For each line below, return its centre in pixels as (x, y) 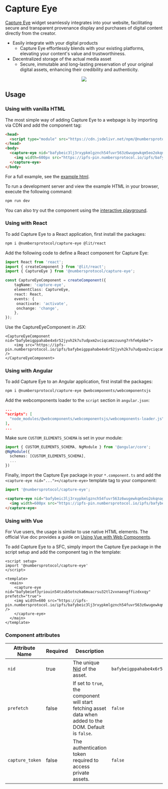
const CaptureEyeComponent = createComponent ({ (56, 280)
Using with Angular (29, 371)
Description (89, 651)
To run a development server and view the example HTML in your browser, (82, 186)
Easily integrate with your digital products (55, 43)
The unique (86, 663)
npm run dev (17, 201)
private (81, 773)
